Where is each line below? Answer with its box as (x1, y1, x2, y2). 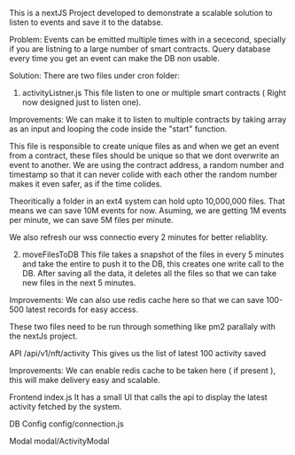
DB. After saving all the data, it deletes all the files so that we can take (21, 268, 277, 278)
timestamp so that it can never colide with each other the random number (9, 169, 278, 180)
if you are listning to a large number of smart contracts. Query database (9, 44, 271, 54)
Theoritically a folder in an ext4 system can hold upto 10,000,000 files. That (9, 196, 285, 206)
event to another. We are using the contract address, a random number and (9, 160, 284, 170)
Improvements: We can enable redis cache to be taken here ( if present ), (9, 365, 276, 376)
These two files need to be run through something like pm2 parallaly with (9, 322, 276, 331)
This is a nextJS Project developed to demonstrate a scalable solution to (9, 8, 273, 18)
